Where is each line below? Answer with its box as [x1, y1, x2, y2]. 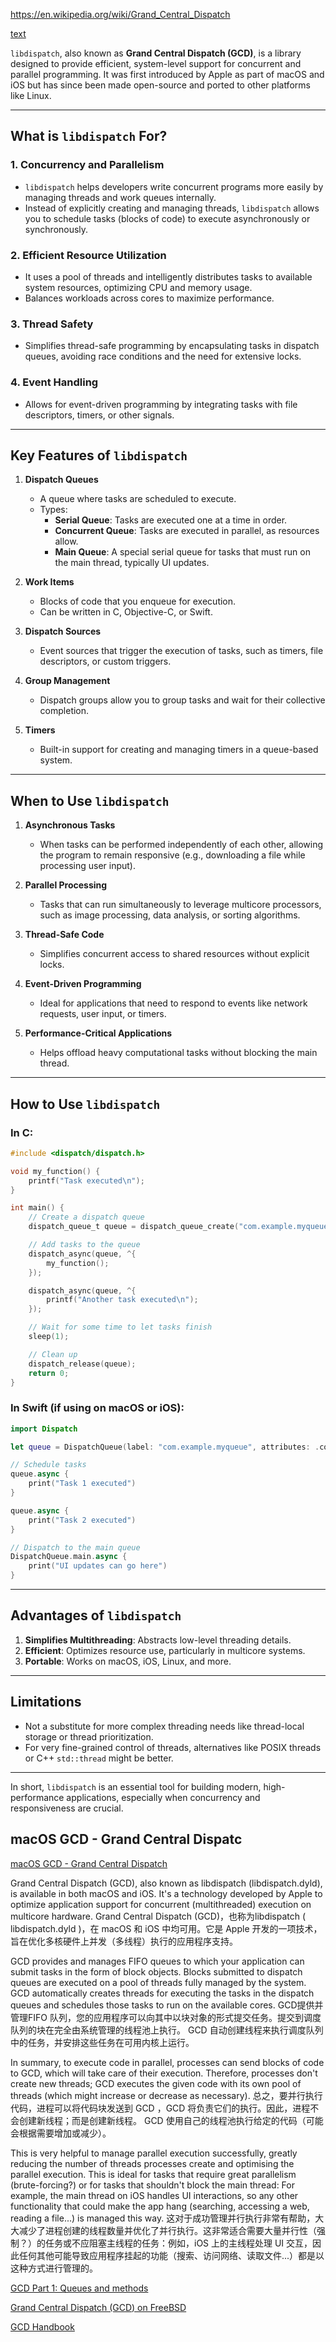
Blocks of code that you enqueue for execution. [39, 595, 237, 608]
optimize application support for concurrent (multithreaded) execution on [10, 1898, 312, 1910]
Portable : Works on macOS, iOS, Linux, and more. [24, 1655, 232, 1667]
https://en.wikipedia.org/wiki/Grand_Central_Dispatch [10, 9, 231, 20]
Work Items [24, 576, 75, 588]
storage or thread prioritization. [24, 1730, 154, 1743]
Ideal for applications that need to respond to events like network [39, 997, 308, 1009]
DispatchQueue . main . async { [10, 1552, 128, 1562]
